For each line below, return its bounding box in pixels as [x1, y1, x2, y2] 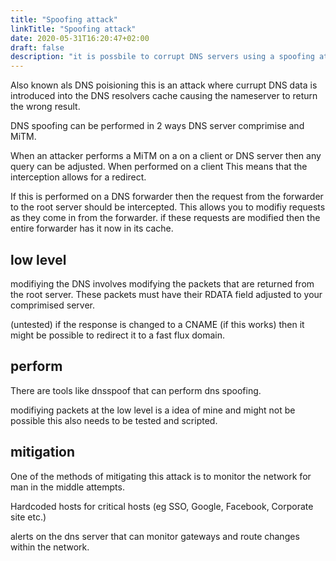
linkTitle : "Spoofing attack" [10, 24, 137, 34]
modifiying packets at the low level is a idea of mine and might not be [10, 404, 296, 416]
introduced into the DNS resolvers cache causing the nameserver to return [10, 90, 318, 102]
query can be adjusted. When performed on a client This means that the [10, 161, 308, 173]
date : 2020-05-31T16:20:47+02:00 [10, 33, 150, 43]
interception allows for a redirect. [10, 171, 147, 183]
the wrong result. [10, 101, 81, 113]
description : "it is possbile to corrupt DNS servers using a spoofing [10, 52, 315, 62]
